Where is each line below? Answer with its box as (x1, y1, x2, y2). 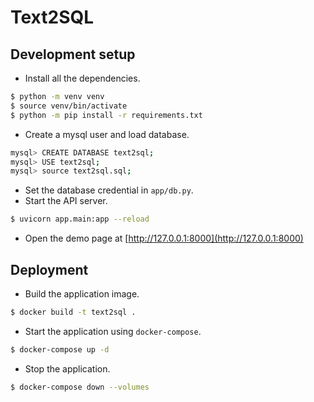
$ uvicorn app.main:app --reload (10, 214, 150, 225)
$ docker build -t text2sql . (10, 307, 137, 317)
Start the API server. (24, 195, 108, 207)
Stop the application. (24, 362, 111, 375)
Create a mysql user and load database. (24, 128, 190, 140)
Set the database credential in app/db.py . (24, 184, 194, 196)
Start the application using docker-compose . (24, 325, 202, 337)
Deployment (10, 261, 89, 278)
